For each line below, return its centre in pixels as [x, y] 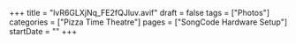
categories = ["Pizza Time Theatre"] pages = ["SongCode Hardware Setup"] [148, 22]
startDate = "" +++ [43, 31]
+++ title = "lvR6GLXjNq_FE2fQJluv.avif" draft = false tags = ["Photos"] [140, 13]
